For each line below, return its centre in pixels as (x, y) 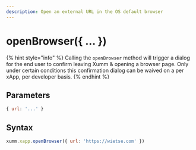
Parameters (28, 95)
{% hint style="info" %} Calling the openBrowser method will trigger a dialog (98, 58)
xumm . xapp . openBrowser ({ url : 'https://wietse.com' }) (75, 141)
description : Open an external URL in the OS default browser (85, 12)
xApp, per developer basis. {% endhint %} (58, 76)
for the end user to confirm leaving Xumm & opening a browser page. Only (97, 64)
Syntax (20, 128)
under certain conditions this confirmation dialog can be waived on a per (95, 70)
